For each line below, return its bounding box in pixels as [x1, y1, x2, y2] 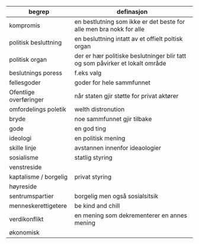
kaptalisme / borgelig [9, 173, 68, 180]
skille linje [9, 144, 37, 152]
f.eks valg [74, 69, 102, 77]
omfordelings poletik [9, 105, 66, 113]
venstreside [9, 163, 42, 171]
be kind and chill [74, 202, 120, 210]
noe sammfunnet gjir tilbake [74, 115, 152, 123]
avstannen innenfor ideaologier [74, 144, 162, 152]
